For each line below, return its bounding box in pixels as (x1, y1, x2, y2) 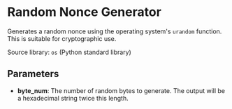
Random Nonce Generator (7, 4, 162, 20)
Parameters (7, 68, 59, 80)
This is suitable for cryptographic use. (7, 34, 117, 42)
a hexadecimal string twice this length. (17, 94, 129, 102)
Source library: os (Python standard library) (7, 48, 131, 56)
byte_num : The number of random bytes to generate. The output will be (17, 86, 226, 94)
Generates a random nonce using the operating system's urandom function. (7, 27, 222, 35)
